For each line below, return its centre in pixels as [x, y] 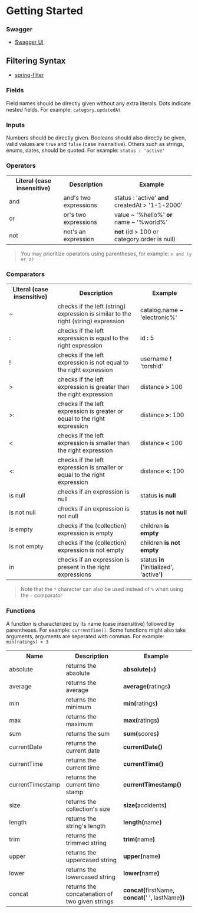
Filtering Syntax [36, 61]
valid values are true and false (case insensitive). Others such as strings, [95, 144]
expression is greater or [90, 411]
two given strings [90, 901]
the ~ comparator [42, 596]
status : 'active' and [141, 198]
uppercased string [91, 860]
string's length [86, 826]
